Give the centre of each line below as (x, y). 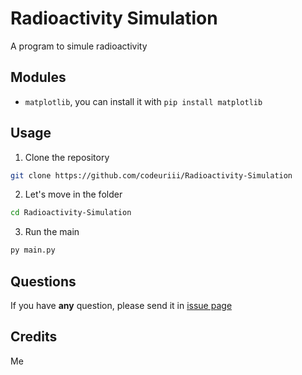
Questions (43, 281)
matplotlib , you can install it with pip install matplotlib (143, 101)
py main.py (33, 250)
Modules (38, 77)
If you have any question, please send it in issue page (121, 305)
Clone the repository (67, 157)
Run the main (52, 232)
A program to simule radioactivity (79, 46)
